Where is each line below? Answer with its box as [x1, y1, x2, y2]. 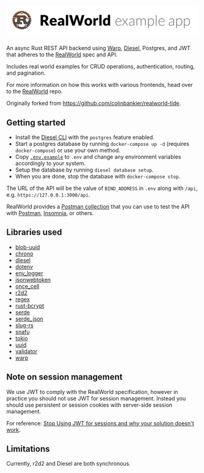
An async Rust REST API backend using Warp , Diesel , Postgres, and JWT [6, 45, 191, 52]
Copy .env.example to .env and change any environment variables [15, 153, 181, 161]
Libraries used [6, 227, 62, 238]
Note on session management [6, 372, 123, 382]
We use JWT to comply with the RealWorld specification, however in [6, 388, 178, 395]
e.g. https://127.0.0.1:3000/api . [6, 191, 90, 199]
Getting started [6, 117, 66, 127]
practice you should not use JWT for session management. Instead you [6, 395, 186, 402]
